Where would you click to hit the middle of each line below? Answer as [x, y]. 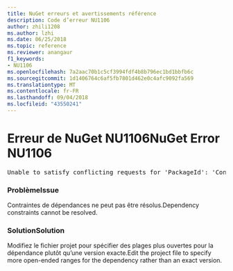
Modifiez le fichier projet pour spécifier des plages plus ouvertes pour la [110, 246]
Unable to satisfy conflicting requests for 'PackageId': [108, 172]
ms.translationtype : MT [42, 85]
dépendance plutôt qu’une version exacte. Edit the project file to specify [109, 253]
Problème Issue [33, 190]
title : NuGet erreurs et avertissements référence [82, 14]
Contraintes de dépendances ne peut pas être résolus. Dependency [103, 205]
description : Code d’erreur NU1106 [59, 20]
